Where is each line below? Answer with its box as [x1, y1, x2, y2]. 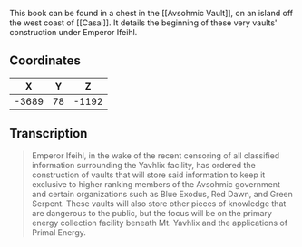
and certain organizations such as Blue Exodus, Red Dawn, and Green [31, 188, 293, 199]
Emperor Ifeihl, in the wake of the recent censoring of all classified [31, 149, 280, 161]
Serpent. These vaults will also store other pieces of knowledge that [31, 198, 287, 209]
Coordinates [9, 53, 82, 69]
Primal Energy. [31, 226, 86, 238]
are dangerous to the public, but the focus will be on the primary [31, 207, 272, 218]
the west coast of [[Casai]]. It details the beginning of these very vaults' [9, 17, 278, 28]
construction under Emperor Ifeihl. [9, 27, 138, 37]
